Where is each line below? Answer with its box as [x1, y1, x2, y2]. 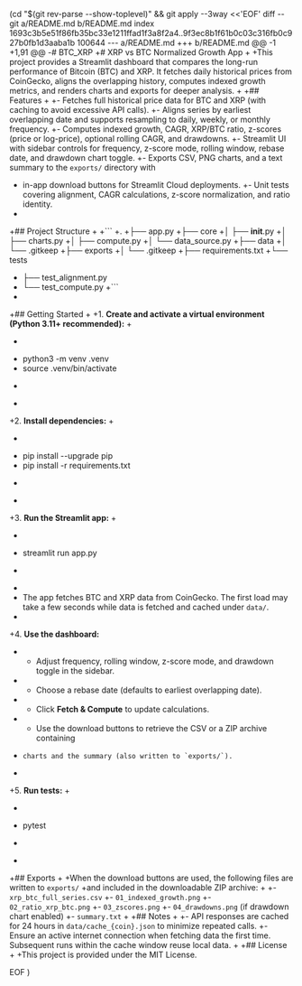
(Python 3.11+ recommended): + [9, 319, 133, 329]
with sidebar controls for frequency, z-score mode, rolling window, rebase [9, 143, 285, 153]
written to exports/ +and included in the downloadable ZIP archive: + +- [9, 882, 278, 893]
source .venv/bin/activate [22, 363, 117, 374]
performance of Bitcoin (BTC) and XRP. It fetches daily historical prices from [9, 66, 293, 77]
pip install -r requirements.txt [22, 460, 131, 470]
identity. [22, 199, 53, 209]
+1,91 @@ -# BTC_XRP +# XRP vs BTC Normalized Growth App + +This [9, 47, 273, 58]
